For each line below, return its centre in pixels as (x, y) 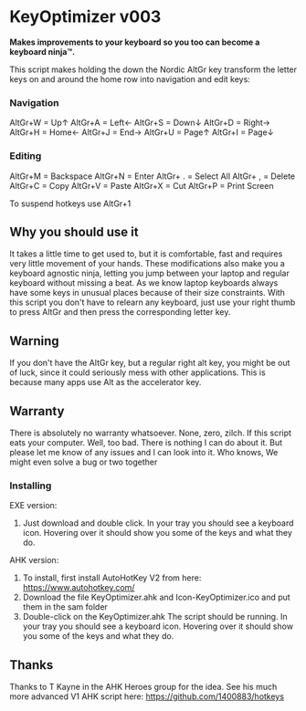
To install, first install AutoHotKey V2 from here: (112, 578)
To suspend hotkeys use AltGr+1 (70, 204)
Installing (31, 486)
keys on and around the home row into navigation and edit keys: (130, 78)
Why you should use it (74, 231)
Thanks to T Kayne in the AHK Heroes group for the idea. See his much (143, 687)
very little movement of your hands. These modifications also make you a (147, 264)
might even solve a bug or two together (84, 462)
